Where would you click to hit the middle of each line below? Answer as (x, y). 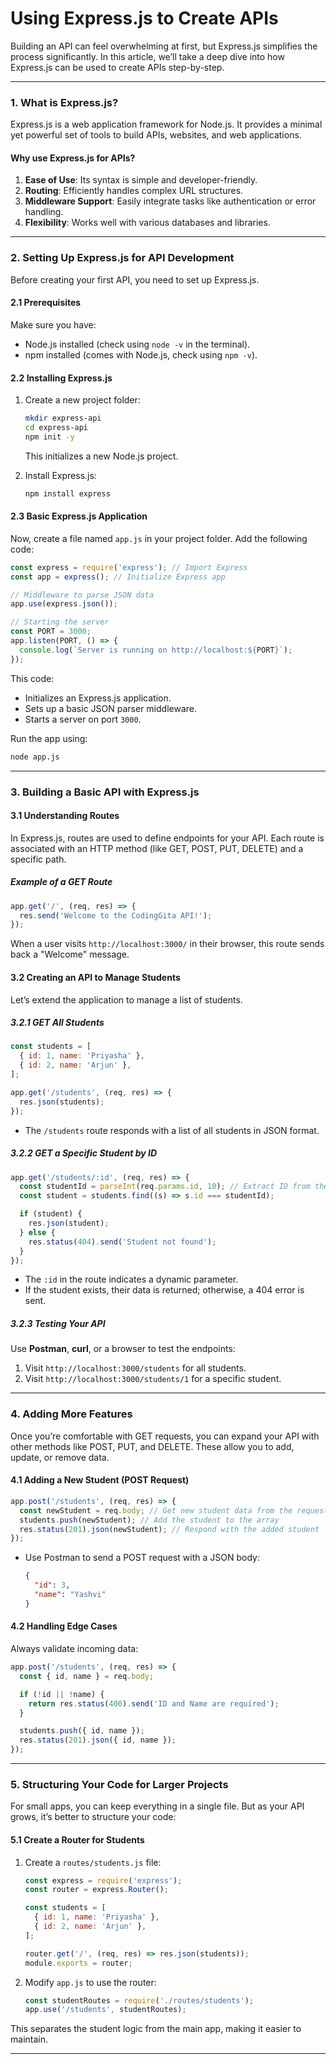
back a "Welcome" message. (70, 954)
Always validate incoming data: (74, 1648)
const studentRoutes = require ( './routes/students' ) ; (139, 2000)
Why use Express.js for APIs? (73, 158)
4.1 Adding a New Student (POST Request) (100, 1480)
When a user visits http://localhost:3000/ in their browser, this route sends (167, 944)
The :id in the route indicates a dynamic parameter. (131, 1279)
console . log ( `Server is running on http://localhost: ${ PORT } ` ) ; (156, 650)
